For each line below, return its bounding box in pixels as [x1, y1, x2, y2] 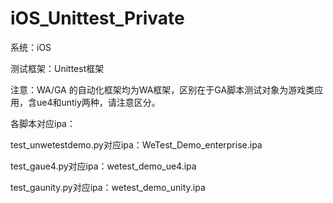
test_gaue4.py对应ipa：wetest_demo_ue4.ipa [10, 160, 197, 172]
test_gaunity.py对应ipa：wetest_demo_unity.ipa [10, 181, 206, 193]
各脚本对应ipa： [10, 117, 76, 129]
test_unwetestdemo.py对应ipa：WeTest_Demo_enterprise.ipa [10, 138, 263, 151]
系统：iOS [10, 41, 52, 53]
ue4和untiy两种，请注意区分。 [36, 96, 161, 108]
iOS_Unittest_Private [10, 7, 185, 30]
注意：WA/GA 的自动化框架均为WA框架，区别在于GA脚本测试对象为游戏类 [10, 83, 315, 96]
